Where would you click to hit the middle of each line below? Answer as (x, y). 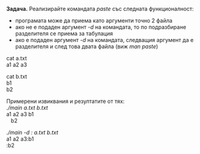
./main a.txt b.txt (27, 108)
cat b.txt (17, 76)
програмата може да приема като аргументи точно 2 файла (94, 20)
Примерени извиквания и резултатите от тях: (66, 101)
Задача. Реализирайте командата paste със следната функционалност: (100, 9)
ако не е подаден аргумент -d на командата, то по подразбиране (101, 27)
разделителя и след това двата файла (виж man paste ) (87, 46)
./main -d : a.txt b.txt (32, 132)
